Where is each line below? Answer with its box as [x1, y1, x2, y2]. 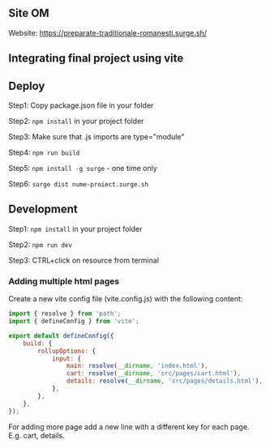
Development [8, 203, 79, 216]
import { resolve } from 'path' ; [8, 309, 122, 318]
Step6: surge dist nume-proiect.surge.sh [8, 179, 148, 189]
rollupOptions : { [37, 347, 96, 355]
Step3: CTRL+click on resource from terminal [8, 255, 160, 265]
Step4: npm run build [8, 147, 80, 157]
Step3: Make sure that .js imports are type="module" [8, 132, 185, 142]
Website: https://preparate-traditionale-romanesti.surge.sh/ [8, 28, 207, 37]
